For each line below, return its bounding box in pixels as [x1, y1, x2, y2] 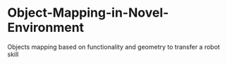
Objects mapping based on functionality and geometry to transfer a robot [7, 42, 221, 51]
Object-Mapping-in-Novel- [7, 5, 169, 21]
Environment [7, 19, 85, 35]
